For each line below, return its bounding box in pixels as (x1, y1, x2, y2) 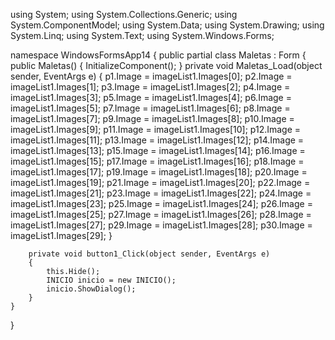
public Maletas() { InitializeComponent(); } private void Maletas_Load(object (10, 60, 323, 71)
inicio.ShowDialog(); (46, 284, 137, 294)
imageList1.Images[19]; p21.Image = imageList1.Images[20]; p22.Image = (10, 177, 311, 188)
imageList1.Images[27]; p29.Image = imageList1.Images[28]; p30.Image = (10, 219, 313, 231)
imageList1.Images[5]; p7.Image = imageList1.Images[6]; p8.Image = (10, 102, 291, 114)
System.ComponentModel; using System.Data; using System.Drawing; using (10, 19, 325, 31)
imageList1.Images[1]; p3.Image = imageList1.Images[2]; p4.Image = (10, 81, 291, 93)
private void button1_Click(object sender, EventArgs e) (28, 249, 271, 259)
